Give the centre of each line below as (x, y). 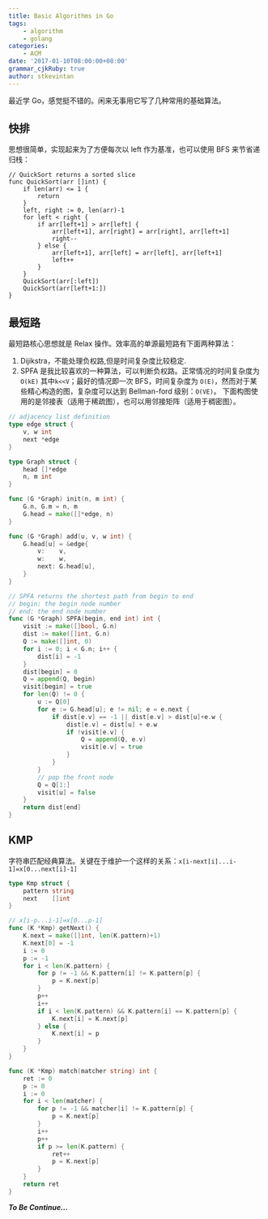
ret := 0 (38, 1079)
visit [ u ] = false (66, 792)
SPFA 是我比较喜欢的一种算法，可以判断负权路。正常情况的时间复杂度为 (140, 371)
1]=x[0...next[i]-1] (43, 869)
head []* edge (45, 469)
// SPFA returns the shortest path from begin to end (101, 596)
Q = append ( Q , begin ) (59, 679)
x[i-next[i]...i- (208, 861)
